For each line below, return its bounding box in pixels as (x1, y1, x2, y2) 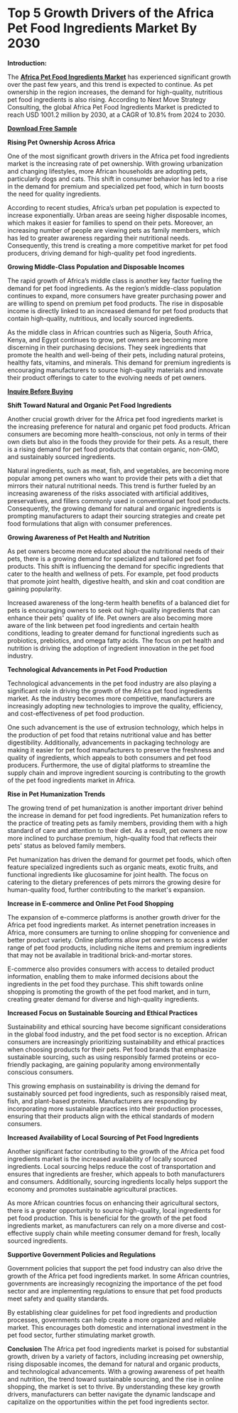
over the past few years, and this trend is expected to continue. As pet (7, 80, 213, 88)
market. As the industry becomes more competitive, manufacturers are (7, 694, 215, 703)
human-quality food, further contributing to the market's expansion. (7, 885, 206, 894)
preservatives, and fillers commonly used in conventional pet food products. (7, 496, 231, 505)
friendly (7, 1060, 31, 1068)
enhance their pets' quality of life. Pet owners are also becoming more (7, 614, 213, 622)
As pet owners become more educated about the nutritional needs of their (7, 547, 225, 555)
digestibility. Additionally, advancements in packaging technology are (7, 738, 210, 747)
